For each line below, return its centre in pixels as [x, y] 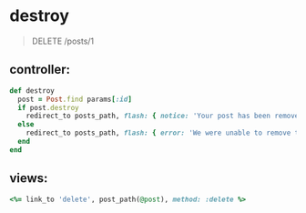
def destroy [32, 91]
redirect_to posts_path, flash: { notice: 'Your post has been [148, 116]
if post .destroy [48, 107]
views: [29, 178]
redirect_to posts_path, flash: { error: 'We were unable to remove [158, 133]
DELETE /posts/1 [63, 41]
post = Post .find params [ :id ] [75, 99]
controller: [40, 70]
